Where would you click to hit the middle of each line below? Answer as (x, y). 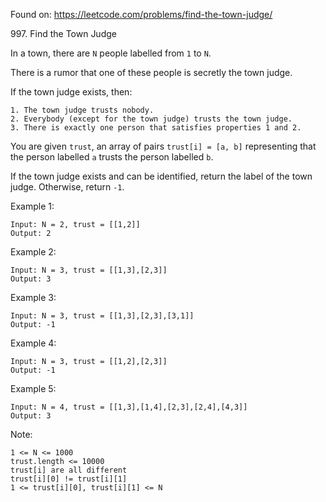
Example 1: (32, 206)
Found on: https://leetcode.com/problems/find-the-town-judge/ (141, 14)
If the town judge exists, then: (71, 92)
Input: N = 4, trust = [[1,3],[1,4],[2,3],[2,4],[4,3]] (129, 407)
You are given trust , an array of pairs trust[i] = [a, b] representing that (163, 146)
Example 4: (33, 343)
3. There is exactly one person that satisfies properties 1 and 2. (156, 128)
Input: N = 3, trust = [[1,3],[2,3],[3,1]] (102, 316)
